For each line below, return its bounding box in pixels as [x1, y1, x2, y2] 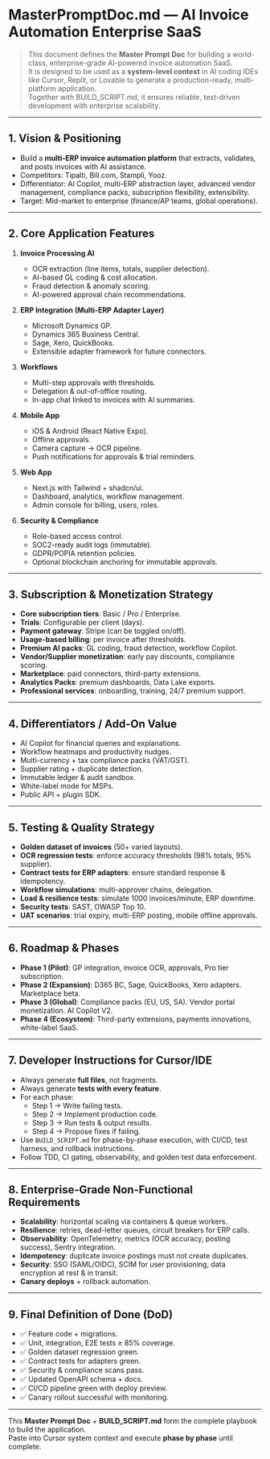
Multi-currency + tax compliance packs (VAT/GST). [19, 756, 190, 765]
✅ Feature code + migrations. [19, 1329, 118, 1339]
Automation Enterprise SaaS [8, 23, 202, 41]
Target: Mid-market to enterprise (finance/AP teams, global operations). [19, 196, 259, 205]
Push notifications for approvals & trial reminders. [31, 451, 196, 461]
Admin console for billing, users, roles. [31, 499, 159, 509]
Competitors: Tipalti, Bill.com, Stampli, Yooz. [19, 170, 167, 180]
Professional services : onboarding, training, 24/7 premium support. [19, 686, 246, 696]
